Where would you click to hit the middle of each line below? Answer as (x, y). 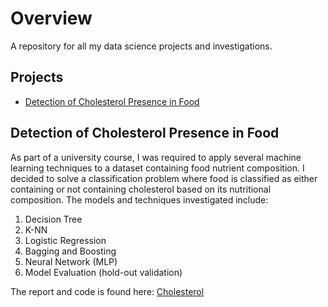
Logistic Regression (65, 240)
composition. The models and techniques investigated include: (139, 199)
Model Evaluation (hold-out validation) (103, 272)
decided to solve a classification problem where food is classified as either (164, 178)
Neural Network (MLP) (71, 261)
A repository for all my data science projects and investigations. (141, 46)
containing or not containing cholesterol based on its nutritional (141, 189)
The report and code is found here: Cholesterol (107, 291)
